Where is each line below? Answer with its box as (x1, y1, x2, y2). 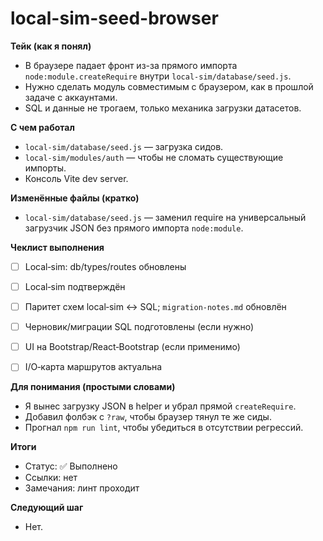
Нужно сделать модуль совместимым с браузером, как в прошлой (24, 80, 314, 92)
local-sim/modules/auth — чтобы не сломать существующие (24, 151, 284, 163)
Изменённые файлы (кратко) (10, 192, 140, 204)
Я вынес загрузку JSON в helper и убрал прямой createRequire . (24, 400, 297, 412)
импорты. (24, 162, 67, 174)
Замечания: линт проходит (24, 482, 140, 494)
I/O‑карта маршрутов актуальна (24, 361, 163, 373)
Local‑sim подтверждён (24, 281, 126, 292)
